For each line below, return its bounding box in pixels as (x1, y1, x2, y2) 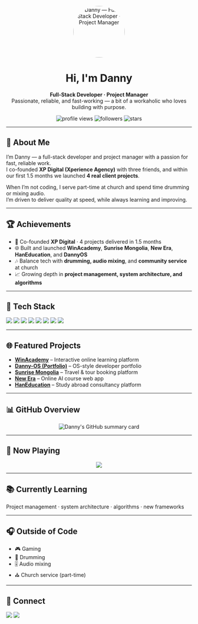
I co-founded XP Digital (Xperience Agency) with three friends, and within (6, 166, 188, 173)
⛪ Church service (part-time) (14, 572, 87, 579)
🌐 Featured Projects (6, 340, 81, 350)
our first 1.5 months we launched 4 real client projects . (6, 172, 140, 179)
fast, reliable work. (6, 159, 51, 166)
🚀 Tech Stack (6, 301, 55, 311)
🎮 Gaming (14, 546, 41, 553)
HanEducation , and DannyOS (14, 251, 88, 258)
